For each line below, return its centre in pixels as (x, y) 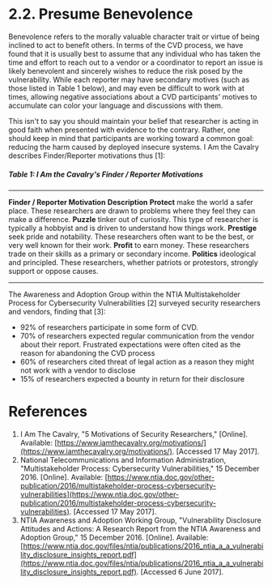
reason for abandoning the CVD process (87, 352)
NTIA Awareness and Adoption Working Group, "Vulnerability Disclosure (140, 520)
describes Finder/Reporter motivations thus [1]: (87, 156)
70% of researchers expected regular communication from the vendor (137, 335)
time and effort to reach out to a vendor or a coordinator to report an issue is (136, 62)
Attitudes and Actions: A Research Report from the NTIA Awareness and (140, 528)
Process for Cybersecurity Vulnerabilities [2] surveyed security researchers (134, 303)
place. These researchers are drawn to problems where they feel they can (132, 211)
